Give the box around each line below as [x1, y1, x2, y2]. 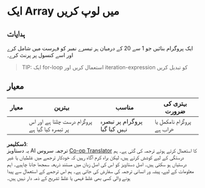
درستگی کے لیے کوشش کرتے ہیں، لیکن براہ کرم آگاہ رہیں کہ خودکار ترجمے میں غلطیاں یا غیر [7, 153, 184, 161]
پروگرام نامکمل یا [155, 117, 191, 125]
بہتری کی [163, 99, 187, 108]
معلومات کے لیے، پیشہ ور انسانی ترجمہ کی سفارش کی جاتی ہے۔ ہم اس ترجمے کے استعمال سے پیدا [7, 167, 194, 175]
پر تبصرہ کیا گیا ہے [29, 125, 69, 133]
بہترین [54, 103, 69, 111]
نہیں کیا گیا [100, 125, 128, 133]
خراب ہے [155, 125, 174, 133]
